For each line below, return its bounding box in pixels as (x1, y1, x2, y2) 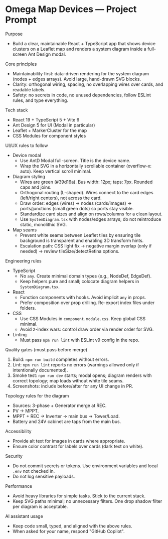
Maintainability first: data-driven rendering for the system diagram (12, 70, 149, 76)
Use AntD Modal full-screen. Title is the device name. (20, 157, 131, 164)
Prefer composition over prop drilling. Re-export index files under (20, 300, 155, 306)
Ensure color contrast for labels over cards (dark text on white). (12, 443, 144, 449)
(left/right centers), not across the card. (20, 195, 102, 201)
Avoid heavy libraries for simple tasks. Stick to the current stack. (12, 493, 146, 499)
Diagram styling (12, 173, 45, 179)
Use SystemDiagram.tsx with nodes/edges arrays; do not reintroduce (20, 216, 161, 222)
